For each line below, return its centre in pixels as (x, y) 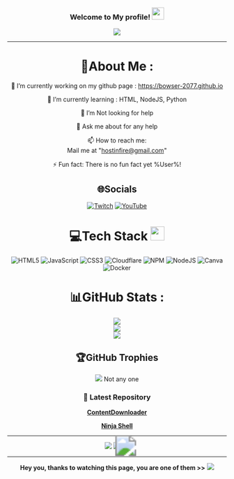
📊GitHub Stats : (117, 297)
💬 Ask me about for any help (117, 126)
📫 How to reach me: (117, 140)
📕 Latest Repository (117, 397)
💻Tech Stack (109, 236)
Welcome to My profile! (110, 17)
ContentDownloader (117, 413)
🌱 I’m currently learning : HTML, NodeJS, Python (117, 100)
